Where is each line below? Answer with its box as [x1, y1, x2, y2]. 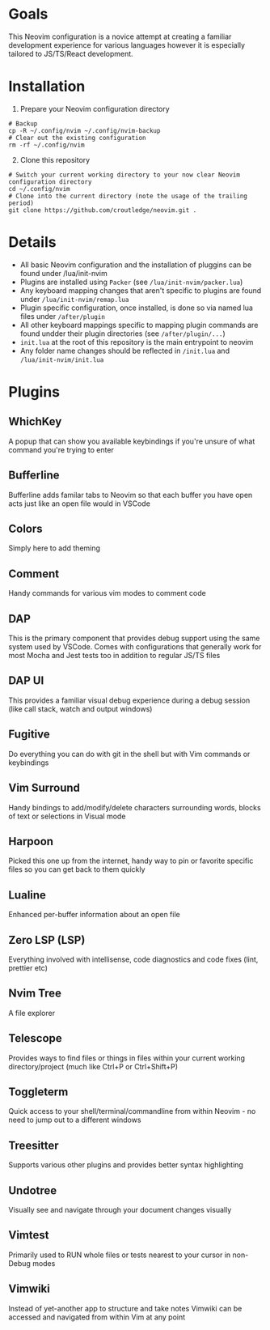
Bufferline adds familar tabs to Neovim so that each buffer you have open [8, 490, 253, 499]
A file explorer [8, 1008, 55, 1018]
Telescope [8, 1031, 62, 1045]
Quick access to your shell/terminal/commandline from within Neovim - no [8, 1107, 256, 1116]
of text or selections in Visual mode [8, 811, 126, 821]
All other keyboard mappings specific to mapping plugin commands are [19, 320, 259, 329]
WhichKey [8, 414, 62, 429]
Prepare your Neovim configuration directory [19, 104, 170, 113]
